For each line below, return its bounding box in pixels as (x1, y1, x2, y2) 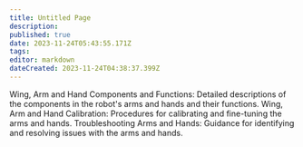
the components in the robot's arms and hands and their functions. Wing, (9, 98, 284, 109)
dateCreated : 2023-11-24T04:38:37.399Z (9, 64, 161, 73)
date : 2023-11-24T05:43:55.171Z (9, 38, 132, 48)
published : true (9, 30, 71, 39)
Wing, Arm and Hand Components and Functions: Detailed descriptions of (9, 88, 287, 100)
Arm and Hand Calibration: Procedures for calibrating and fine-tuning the (9, 108, 283, 119)
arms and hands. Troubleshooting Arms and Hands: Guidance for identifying (9, 117, 295, 128)
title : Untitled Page (9, 13, 92, 23)
